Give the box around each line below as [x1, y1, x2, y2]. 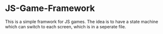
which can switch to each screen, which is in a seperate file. [5, 23, 126, 29]
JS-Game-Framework [5, 3, 95, 14]
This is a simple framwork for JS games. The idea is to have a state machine [5, 19, 159, 24]
